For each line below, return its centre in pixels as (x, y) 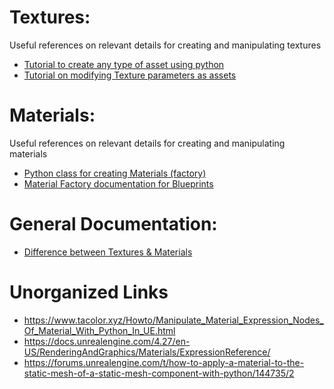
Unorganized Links (89, 292)
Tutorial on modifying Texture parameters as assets (130, 75)
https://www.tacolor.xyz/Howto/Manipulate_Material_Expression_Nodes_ (173, 320)
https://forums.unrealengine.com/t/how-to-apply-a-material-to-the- (164, 362)
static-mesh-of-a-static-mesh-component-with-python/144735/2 (159, 373)
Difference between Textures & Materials (108, 252)
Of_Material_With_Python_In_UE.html (99, 330)
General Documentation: (113, 224)
